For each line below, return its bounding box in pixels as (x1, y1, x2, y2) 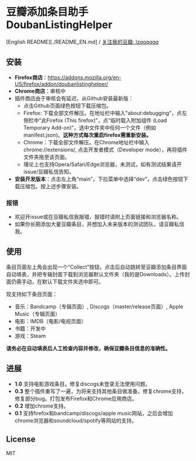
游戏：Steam (14, 332, 46, 339)
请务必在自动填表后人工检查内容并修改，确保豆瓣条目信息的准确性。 (6, 344, 171, 352)
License (6, 435, 36, 445)
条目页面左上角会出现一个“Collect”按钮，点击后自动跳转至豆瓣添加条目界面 (6, 263, 187, 270)
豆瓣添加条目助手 (6, 5, 89, 19)
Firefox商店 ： (14, 74, 48, 81)
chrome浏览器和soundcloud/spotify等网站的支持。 (14, 417, 137, 424)
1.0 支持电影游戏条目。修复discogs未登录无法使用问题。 (14, 380, 151, 387)
